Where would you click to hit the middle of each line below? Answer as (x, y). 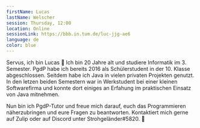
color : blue (21, 46)
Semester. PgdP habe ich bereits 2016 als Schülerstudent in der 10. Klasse (98, 69)
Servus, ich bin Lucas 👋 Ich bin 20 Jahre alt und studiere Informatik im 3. (96, 62)
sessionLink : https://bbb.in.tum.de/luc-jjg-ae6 (68, 34)
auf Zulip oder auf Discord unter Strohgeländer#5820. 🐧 (76, 118)
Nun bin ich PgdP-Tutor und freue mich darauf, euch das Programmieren (96, 106)
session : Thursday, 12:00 (39, 23)
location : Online (28, 29)
